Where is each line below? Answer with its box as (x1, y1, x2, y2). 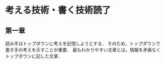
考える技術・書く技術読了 (5, 5, 111, 16)
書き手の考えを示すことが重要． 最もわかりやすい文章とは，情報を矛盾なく (5, 47, 161, 53)
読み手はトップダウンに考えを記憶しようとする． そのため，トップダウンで (5, 41, 160, 46)
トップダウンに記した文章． (5, 53, 63, 59)
